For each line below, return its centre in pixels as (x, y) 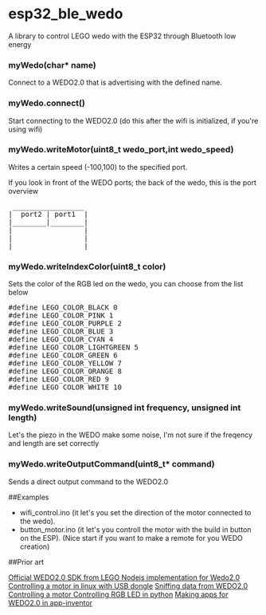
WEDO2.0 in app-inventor (51, 602)
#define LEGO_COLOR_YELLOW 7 (65, 363)
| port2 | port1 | (49, 214)
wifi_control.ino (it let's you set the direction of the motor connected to (135, 512)
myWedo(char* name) (53, 65)
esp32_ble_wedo (66, 14)
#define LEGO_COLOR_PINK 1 (61, 315)
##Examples (29, 497)
